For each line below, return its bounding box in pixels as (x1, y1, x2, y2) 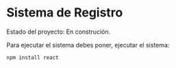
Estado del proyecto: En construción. (6, 27, 111, 36)
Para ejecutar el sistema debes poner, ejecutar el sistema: (6, 41, 170, 49)
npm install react (6, 54, 59, 61)
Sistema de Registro (6, 5, 123, 21)
